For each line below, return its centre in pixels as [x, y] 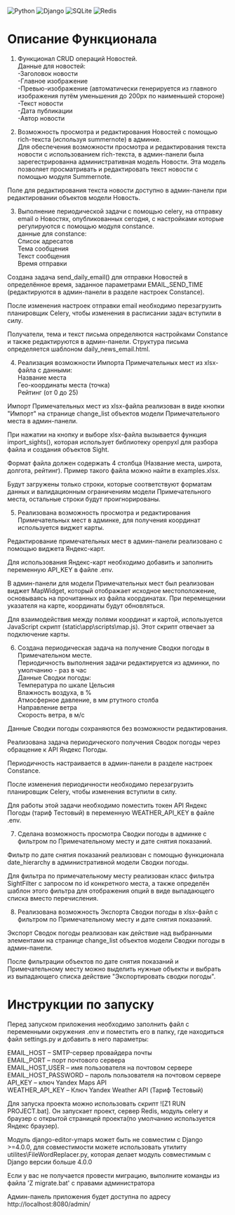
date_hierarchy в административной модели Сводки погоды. [98, 862]
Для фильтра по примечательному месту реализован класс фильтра [111, 876]
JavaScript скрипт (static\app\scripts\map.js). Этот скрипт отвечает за [111, 626]
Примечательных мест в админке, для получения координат [109, 520]
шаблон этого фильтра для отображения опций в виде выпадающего [111, 891]
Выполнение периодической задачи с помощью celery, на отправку [120, 211]
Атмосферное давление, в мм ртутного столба [88, 700]
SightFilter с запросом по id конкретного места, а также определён [108, 883]
